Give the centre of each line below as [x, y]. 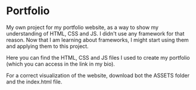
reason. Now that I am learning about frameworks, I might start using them [97, 40]
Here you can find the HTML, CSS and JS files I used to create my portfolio [98, 57]
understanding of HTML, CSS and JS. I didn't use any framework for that [95, 33]
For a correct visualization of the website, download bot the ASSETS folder [98, 75]
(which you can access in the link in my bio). [60, 64]
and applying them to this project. [47, 46]
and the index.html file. [34, 82]
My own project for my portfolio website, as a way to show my [83, 27]
